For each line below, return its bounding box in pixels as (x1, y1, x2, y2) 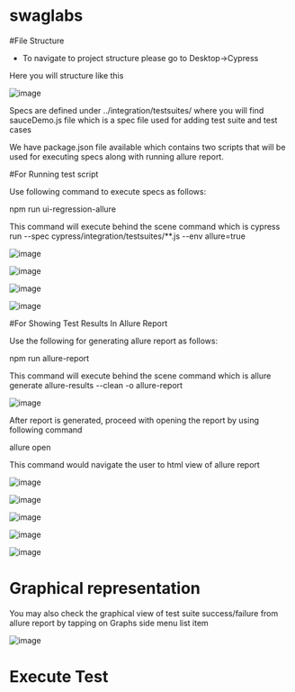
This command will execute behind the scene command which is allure (9, 370, 272, 381)
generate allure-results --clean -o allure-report (9, 379, 183, 390)
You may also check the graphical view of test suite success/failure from (9, 607, 279, 618)
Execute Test (9, 667, 109, 687)
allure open (9, 442, 51, 452)
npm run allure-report (9, 352, 90, 363)
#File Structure (9, 35, 65, 46)
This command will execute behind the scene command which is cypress (9, 221, 281, 232)
